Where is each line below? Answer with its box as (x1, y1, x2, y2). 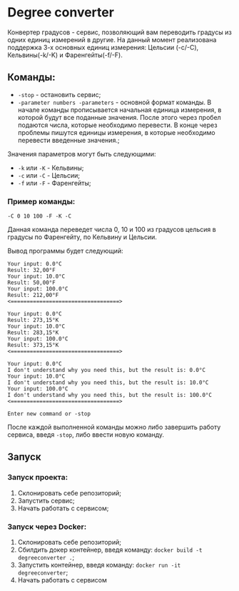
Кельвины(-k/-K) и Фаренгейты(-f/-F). (7, 51, 123, 59)
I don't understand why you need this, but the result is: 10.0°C (7, 379, 209, 386)
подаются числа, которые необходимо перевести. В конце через (17, 121, 218, 129)
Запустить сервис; (17, 496, 75, 505)
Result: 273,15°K (7, 317, 59, 324)
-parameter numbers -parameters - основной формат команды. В (17, 98, 212, 106)
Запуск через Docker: (7, 522, 87, 532)
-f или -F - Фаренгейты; (17, 178, 91, 187)
